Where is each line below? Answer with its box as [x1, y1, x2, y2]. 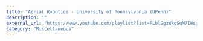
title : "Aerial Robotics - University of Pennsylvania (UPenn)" [6, 8, 172, 15]
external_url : [6, 20, 42, 26]
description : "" [6, 14, 47, 20]
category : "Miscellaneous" [6, 25, 74, 32]
